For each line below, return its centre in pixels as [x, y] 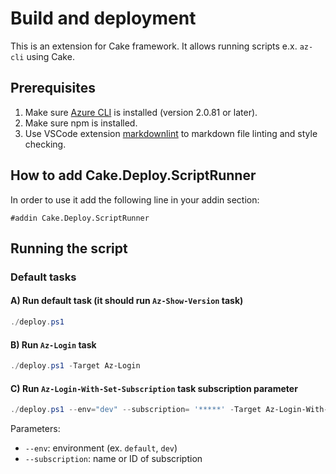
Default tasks [43, 277]
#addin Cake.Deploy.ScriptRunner [80, 218]
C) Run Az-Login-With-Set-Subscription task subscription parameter [154, 388]
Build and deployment [103, 18]
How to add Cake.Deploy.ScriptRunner [133, 175]
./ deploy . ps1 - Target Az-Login [75, 366]
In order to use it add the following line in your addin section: [135, 199]
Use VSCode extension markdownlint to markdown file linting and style [171, 133]
